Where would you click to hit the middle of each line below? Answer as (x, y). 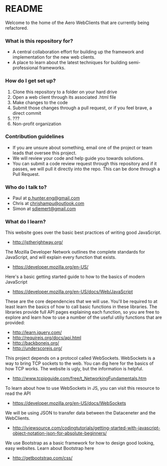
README (24, 9)
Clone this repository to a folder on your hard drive (65, 92)
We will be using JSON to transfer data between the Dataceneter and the (80, 413)
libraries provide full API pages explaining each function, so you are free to (82, 312)
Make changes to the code (40, 102)
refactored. (17, 28)
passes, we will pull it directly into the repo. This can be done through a (86, 169)
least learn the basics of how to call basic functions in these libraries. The (81, 307)
